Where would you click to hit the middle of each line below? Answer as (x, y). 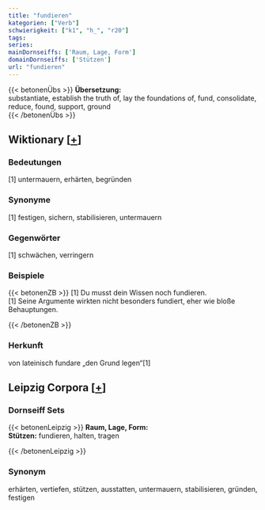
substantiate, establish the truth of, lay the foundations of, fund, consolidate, (132, 98)
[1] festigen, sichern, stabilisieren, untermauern (85, 217)
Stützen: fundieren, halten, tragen (64, 436)
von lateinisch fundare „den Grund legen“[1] (79, 363)
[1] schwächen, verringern (51, 255)
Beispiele (26, 276)
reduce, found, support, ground (59, 106)
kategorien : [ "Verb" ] (44, 23)
